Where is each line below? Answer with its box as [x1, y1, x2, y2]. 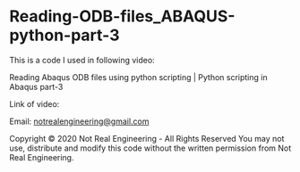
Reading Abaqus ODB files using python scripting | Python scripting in [9, 71, 268, 82]
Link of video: [9, 98, 60, 109]
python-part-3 [9, 25, 120, 45]
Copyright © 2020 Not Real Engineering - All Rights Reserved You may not [9, 133, 285, 143]
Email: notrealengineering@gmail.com [9, 116, 150, 127]
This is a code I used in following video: [9, 54, 155, 65]
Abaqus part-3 [9, 81, 64, 92]
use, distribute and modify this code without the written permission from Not [9, 143, 292, 153]
